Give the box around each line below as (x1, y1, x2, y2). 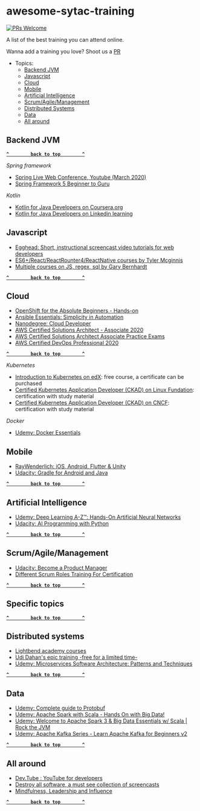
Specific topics (6, 599, 65, 609)
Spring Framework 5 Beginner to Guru (15, 180, 110, 187)
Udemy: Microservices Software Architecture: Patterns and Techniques (15, 660, 193, 667)
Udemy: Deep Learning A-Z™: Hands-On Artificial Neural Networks (15, 513, 181, 521)
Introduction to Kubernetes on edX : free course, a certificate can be (15, 373, 184, 381)
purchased (15, 380, 42, 387)
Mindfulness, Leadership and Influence (15, 787, 113, 795)
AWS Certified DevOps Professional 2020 (15, 339, 119, 347)
